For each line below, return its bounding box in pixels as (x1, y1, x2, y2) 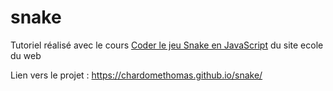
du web (10, 49, 42, 61)
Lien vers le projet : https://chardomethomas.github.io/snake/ (10, 69, 263, 81)
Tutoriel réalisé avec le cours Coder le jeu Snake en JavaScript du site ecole (10, 39, 324, 51)
